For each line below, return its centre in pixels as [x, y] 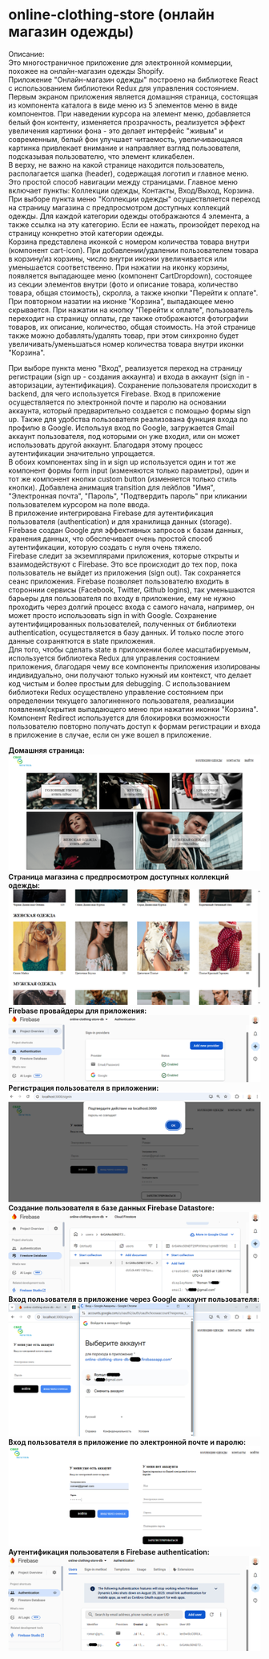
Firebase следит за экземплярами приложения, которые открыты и [124, 555]
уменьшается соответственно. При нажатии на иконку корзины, [119, 267]
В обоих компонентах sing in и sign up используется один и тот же [122, 462]
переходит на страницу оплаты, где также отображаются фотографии [128, 318]
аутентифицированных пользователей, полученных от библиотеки [122, 624]
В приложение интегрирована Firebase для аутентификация [111, 513]
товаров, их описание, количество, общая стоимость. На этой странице [132, 327]
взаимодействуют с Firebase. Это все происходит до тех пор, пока [123, 564]
